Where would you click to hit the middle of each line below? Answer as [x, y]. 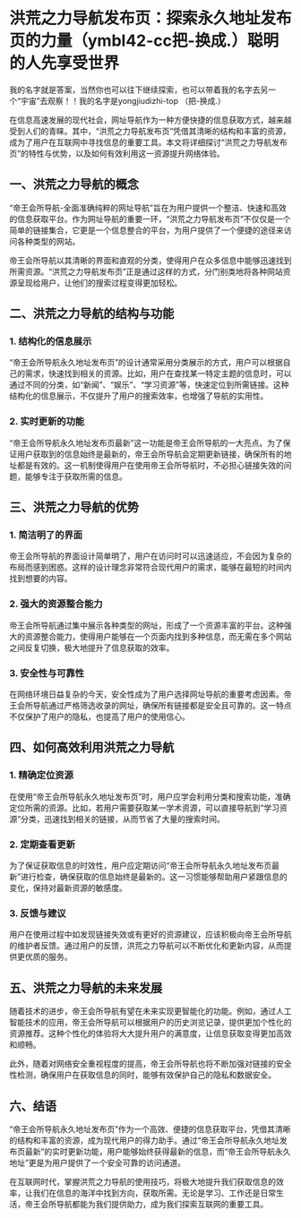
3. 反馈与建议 [38, 913]
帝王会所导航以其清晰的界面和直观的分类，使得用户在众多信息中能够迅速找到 [150, 260]
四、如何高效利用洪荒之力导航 [92, 747]
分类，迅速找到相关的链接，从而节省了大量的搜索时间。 [123, 819]
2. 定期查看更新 [43, 845]
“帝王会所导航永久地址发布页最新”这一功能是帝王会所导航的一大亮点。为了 [146, 442]
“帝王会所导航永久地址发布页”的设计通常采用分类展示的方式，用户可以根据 [146, 363]
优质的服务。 [48, 957]
